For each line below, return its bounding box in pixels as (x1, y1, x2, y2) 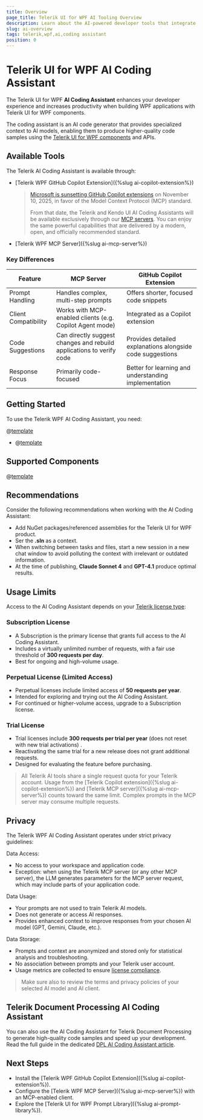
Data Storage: (6, 936, 41, 942)
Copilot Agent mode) (56, 321, 116, 330)
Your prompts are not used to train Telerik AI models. (14, 904, 147, 912)
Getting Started (6, 399, 66, 410)
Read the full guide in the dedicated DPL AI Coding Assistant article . (6, 1041, 175, 1048)
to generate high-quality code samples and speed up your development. (6, 1034, 187, 1041)
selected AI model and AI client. (21, 985, 100, 992)
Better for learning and (126, 364, 191, 372)
